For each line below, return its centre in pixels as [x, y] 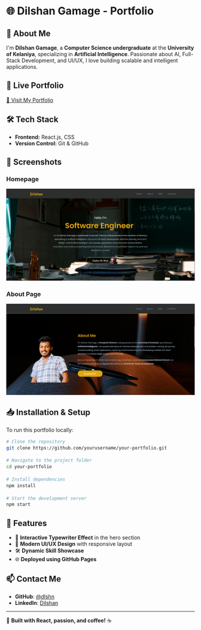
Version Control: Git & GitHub [51, 143]
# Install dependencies [36, 479]
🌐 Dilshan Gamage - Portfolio [80, 11]
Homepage [22, 179]
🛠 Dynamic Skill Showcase [49, 551]
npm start [19, 504]
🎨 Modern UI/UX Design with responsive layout [74, 544]
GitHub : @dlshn [35, 597]
